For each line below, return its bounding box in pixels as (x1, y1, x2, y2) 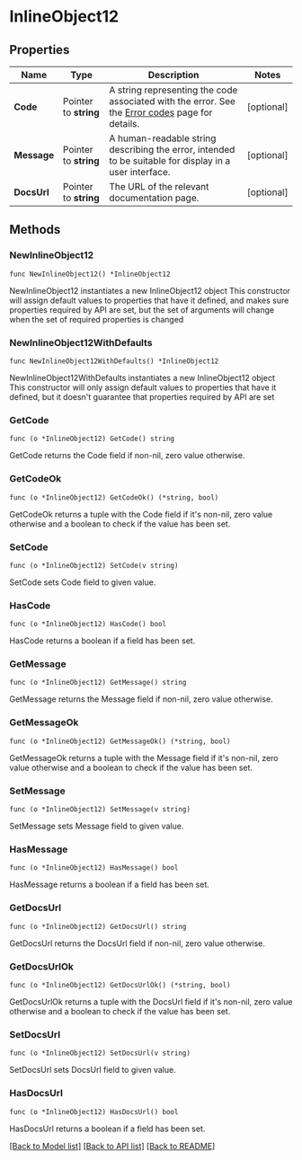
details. (109, 118, 140, 129)
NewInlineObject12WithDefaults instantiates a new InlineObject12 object (9, 372, 276, 383)
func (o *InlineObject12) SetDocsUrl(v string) (9, 1049, 191, 1058)
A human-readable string (109, 132, 217, 145)
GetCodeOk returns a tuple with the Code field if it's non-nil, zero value (9, 509, 273, 519)
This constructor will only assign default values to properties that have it (9, 382, 277, 393)
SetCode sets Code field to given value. (9, 577, 156, 588)
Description (147, 69, 200, 81)
